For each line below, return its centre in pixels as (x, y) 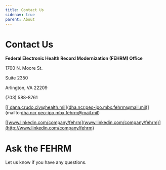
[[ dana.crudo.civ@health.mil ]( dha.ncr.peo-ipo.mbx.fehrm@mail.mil (76, 107)
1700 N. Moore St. (24, 68)
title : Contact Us (25, 10)
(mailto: (13, 113)
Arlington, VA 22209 (27, 88)
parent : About (20, 19)
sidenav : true (20, 15)
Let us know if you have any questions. (46, 162)
